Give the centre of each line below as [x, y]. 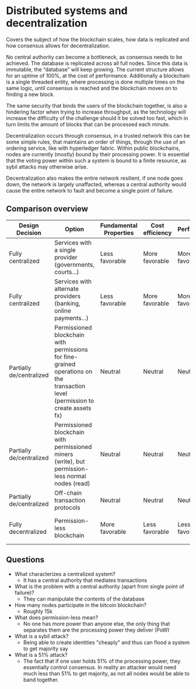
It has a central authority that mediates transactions [85, 580]
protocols [67, 508]
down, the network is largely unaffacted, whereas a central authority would [96, 184]
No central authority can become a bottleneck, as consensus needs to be [94, 57]
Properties [119, 232]
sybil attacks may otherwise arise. [47, 167]
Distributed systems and [67, 11]
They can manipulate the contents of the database [84, 599]
